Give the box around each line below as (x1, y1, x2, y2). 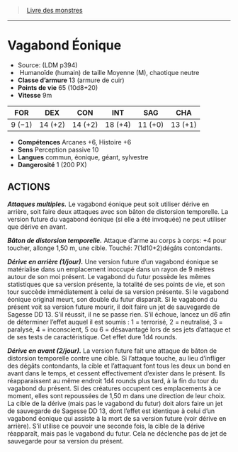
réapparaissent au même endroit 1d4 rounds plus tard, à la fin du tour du (7, 376, 219, 385)
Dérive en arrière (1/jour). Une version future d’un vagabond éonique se (7, 257, 219, 266)
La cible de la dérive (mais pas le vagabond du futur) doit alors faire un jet (7, 399, 223, 407)
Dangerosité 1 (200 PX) (17, 160, 87, 169)
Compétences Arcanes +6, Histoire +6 (17, 137, 132, 146)
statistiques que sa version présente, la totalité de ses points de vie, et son (7, 280, 225, 288)
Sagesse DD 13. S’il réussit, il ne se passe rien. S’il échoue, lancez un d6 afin (7, 310, 231, 318)
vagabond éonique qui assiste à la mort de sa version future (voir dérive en (7, 414, 227, 422)
